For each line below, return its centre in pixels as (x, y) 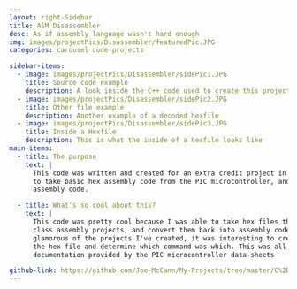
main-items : (31, 148)
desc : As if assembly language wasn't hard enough (104, 34)
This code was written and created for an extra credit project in (160, 173)
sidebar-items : (37, 66)
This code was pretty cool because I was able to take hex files (155, 222)
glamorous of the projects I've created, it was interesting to (153, 238)
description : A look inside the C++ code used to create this (142, 91)
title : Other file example (75, 107)
